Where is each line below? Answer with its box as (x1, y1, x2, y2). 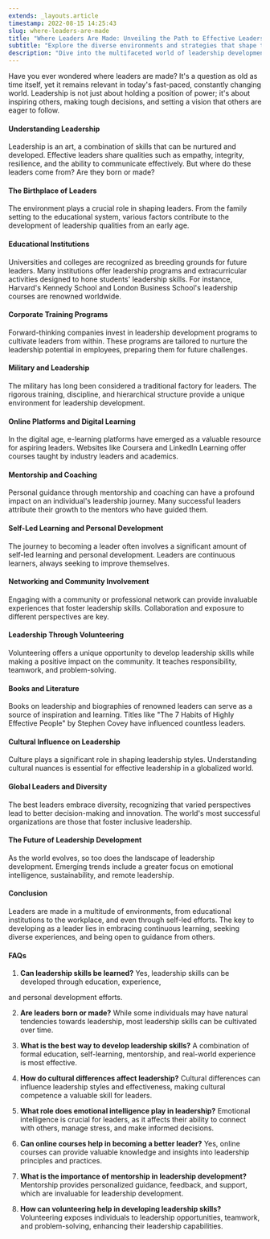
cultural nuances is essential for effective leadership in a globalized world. (8, 764, 254, 773)
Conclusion (8, 888, 48, 898)
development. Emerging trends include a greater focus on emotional (8, 862, 234, 871)
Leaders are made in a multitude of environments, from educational (8, 907, 231, 916)
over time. (19, 1025, 54, 1035)
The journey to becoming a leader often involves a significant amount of (8, 541, 247, 551)
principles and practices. (19, 1156, 103, 1166)
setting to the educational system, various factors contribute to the (8, 212, 229, 222)
